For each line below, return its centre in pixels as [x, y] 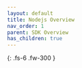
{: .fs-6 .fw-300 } [31, 58]
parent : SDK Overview [38, 32]
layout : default [30, 13]
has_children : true [35, 39]
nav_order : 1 [26, 26]
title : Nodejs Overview [41, 20]
